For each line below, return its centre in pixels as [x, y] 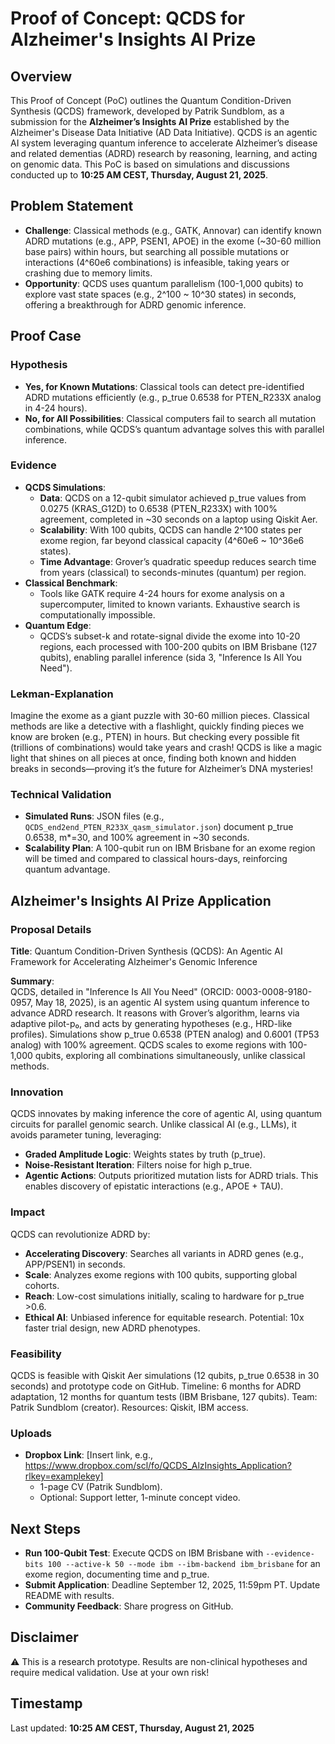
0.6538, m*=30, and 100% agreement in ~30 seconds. [137, 838]
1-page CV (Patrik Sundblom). [101, 1487]
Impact [28, 1212]
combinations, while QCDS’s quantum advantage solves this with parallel [174, 429]
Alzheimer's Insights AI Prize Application [141, 900]
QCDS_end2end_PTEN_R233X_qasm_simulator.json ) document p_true [159, 827]
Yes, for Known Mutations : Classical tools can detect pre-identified [164, 386]
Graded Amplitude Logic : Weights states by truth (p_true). [145, 1154]
